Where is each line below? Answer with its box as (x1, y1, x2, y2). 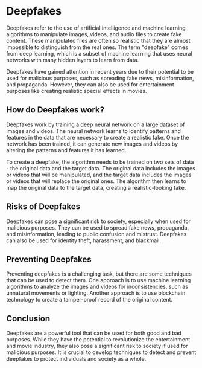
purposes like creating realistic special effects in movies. (6, 87, 147, 94)
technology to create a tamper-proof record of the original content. (6, 296, 173, 303)
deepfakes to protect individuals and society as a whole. (6, 355, 147, 363)
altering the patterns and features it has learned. (6, 146, 127, 153)
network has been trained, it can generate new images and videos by (6, 140, 178, 147)
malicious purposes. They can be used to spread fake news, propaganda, (6, 224, 189, 231)
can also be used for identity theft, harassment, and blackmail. (6, 237, 162, 244)
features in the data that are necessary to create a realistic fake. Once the (6, 134, 189, 141)
